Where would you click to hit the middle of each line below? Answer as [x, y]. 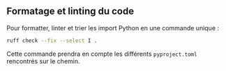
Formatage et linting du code [70, 11]
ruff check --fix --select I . [52, 41]
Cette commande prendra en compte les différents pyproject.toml [102, 54]
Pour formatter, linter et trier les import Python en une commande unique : [113, 28]
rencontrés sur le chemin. [44, 61]
